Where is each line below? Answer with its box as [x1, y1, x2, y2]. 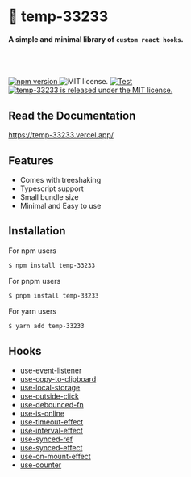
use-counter [19, 460, 62, 470]
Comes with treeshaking [19, 175, 102, 185]
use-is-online [19, 408, 65, 419]
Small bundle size [19, 192, 79, 202]
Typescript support [19, 184, 85, 193]
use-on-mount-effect [19, 452, 91, 462]
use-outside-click [19, 391, 79, 401]
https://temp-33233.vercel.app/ [8, 130, 114, 140]
